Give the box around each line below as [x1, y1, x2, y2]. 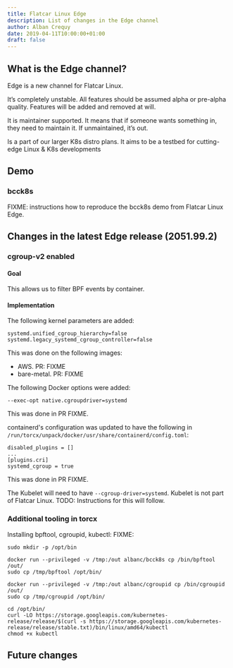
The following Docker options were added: [7, 384, 131, 392]
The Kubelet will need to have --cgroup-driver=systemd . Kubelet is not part [7, 489, 224, 497]
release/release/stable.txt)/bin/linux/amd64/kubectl [7, 624, 169, 631]
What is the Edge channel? [7, 63, 127, 75]
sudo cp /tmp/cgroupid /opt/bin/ [7, 593, 106, 600]
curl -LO [7, 612, 33, 619]
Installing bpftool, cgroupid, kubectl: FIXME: [7, 530, 134, 538]
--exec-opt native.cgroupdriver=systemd [7, 397, 128, 404]
